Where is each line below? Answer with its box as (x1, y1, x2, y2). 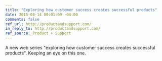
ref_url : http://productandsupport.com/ (5, 21, 92, 27)
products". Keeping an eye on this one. (5, 50, 86, 56)
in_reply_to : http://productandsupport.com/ (5, 26, 101, 31)
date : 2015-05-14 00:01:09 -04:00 (5, 12, 78, 17)
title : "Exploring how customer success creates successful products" (5, 7, 157, 13)
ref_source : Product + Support (5, 31, 71, 36)
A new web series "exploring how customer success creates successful (5, 45, 155, 50)
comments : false (5, 17, 39, 22)
